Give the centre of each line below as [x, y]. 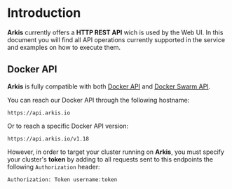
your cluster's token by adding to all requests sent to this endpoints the [110, 159]
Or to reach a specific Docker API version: [68, 126]
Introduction [44, 13]
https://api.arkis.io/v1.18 [48, 138]
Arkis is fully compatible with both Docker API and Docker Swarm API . [109, 86]
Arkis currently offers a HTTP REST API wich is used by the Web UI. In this [115, 32]
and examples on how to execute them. [64, 47]
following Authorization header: [54, 167]
